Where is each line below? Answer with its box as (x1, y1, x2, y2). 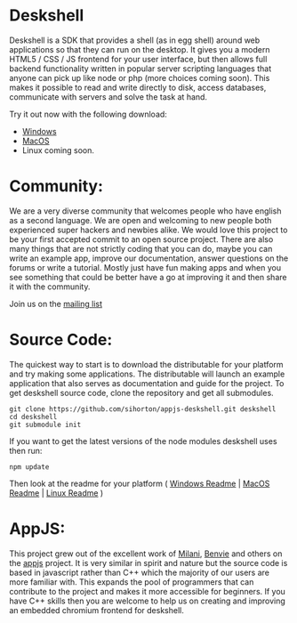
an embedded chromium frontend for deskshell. (9, 604, 184, 615)
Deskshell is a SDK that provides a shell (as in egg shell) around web (9, 35, 261, 45)
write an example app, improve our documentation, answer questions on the (9, 253, 289, 263)
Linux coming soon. (21, 144, 95, 156)
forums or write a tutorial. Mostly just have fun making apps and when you (9, 262, 282, 272)
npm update (9, 462, 50, 472)
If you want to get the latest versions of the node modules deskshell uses (9, 435, 277, 446)
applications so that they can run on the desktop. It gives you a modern (9, 44, 270, 54)
